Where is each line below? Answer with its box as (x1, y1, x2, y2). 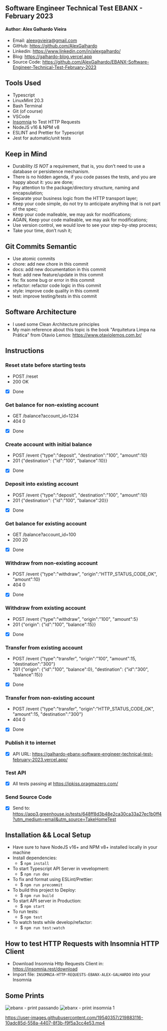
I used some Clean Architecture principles (12, 321, 100, 327)
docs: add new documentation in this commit (12, 266, 106, 272)
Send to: (12, 805, 30, 811)
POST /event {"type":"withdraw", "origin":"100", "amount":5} (12, 616, 138, 622)
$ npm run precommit (20, 881, 63, 888)
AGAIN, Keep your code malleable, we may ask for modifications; (12, 217, 148, 223)
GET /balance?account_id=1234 (12, 413, 79, 419)
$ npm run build (20, 893, 54, 899)
